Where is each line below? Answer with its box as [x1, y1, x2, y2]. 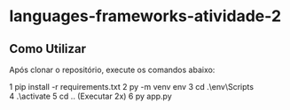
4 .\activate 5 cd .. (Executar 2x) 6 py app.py [9, 91, 173, 101]
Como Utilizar [9, 41, 87, 56]
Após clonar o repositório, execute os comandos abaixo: [9, 64, 216, 75]
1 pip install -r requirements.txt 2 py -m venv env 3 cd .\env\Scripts [9, 82, 255, 92]
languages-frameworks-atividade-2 [9, 6, 282, 26]
